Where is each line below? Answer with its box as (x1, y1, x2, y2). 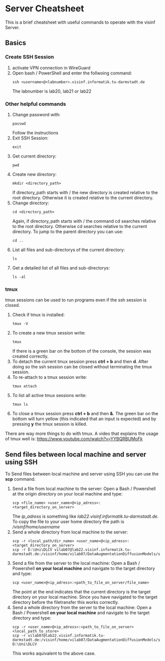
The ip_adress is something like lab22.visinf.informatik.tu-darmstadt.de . (12, 513, 159, 520)
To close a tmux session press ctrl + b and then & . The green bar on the (12, 411, 159, 417)
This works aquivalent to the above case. (12, 651, 96, 657)
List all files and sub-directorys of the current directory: (12, 247, 125, 253)
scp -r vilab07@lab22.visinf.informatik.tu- (12, 633, 105, 638)
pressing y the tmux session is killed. (12, 421, 88, 427)
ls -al (12, 274, 26, 279)
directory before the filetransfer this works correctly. (12, 599, 119, 605)
